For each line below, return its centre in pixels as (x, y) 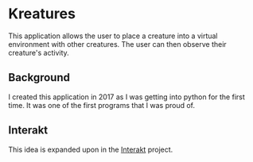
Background (39, 77)
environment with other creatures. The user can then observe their (117, 44)
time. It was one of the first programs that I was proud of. (101, 105)
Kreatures (42, 14)
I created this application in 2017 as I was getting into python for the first (127, 97)
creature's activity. (39, 52)
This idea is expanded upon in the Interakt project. (91, 149)
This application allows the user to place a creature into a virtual (113, 36)
